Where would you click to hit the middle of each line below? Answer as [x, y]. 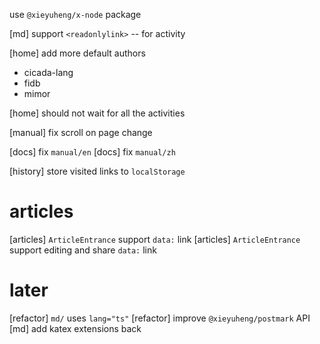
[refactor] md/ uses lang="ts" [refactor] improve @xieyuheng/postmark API [160, 318]
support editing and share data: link [83, 250]
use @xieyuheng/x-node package [75, 14]
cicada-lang [48, 72]
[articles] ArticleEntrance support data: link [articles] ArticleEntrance [155, 239]
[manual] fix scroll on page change [81, 132]
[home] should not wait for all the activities [97, 113]
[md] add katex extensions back [75, 328]
